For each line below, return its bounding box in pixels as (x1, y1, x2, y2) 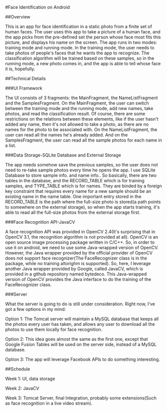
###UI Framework (5, 85, 42, 91)
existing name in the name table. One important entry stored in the (5, 194, 142, 199)
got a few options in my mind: (5, 306, 66, 312)
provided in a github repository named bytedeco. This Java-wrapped (5, 271, 147, 277)
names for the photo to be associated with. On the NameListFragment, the (5, 127, 158, 133)
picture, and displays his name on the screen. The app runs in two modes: (5, 39, 158, 45)
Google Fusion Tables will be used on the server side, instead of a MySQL (5, 341, 157, 347)
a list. (5, 142, 16, 148)
